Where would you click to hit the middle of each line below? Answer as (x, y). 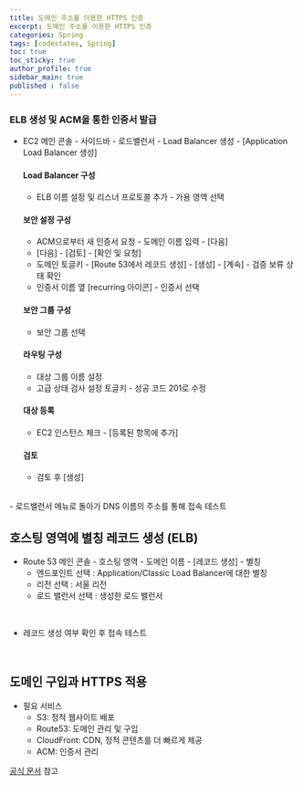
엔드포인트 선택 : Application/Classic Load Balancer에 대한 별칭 (151, 572)
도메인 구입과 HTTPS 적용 (78, 682)
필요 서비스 (42, 706)
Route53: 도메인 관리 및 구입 (87, 728)
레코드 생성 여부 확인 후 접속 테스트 (85, 633)
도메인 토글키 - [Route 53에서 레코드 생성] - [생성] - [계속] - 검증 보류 (160, 265)
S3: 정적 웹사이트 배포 (76, 717)
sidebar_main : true (47, 78)
